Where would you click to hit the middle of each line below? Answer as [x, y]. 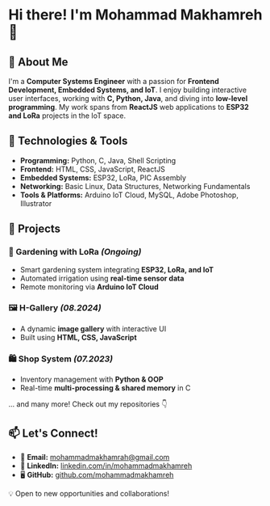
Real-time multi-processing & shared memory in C [105, 388]
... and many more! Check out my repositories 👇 [88, 404]
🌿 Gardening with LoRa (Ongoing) [75, 252]
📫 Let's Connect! [53, 434]
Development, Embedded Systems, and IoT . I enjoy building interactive [128, 90]
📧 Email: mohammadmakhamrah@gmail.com [95, 457]
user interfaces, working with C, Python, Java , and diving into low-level [128, 98]
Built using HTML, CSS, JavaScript [78, 337]
